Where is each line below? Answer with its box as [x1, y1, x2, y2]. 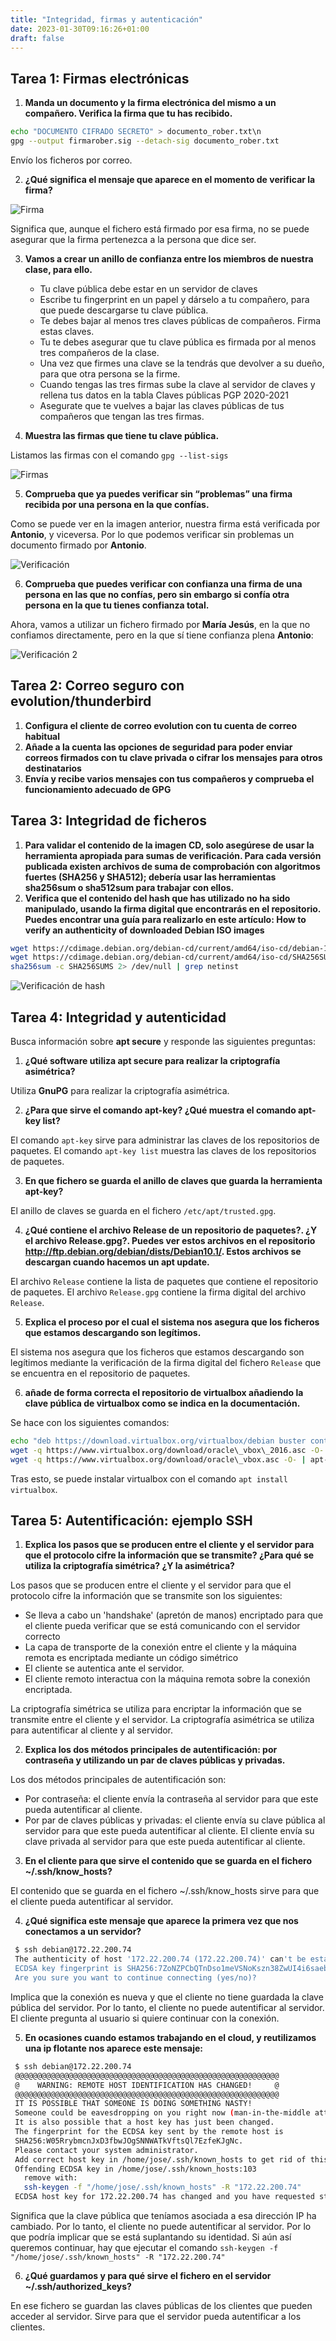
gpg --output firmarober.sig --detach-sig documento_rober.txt [10, 136, 280, 146]
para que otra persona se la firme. [39, 367, 181, 380]
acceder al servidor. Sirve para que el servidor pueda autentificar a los [10, 2311, 302, 2323]
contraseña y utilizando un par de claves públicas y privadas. [24, 1754, 286, 1766]
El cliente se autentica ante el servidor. [24, 1662, 185, 1675]
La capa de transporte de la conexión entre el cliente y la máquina [24, 1641, 297, 1653]
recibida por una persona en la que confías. [24, 498, 210, 510]
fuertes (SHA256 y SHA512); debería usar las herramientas [24, 871, 277, 883]
